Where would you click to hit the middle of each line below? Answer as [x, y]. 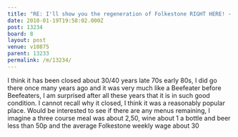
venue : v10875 [29, 47]
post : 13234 [25, 27]
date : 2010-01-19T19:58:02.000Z [55, 21]
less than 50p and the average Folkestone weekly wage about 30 [103, 126]
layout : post [27, 40]
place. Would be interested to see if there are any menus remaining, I [109, 110]
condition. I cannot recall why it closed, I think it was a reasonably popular [116, 103]
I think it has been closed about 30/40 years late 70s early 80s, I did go [113, 80]
